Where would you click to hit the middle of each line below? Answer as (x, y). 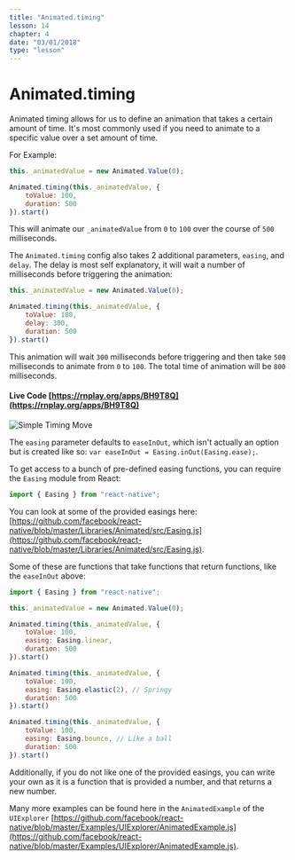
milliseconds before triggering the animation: (91, 274)
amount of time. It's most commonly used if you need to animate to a (135, 129)
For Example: (33, 155)
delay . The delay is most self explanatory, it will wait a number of (127, 265)
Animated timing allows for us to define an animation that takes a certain (141, 119)
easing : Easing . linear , (69, 641)
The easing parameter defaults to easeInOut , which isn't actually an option (144, 442)
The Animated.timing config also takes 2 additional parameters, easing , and (147, 256)
